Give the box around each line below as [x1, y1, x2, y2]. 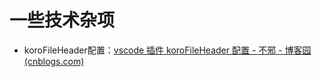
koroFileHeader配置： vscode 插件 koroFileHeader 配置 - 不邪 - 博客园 [23, 44, 312, 56]
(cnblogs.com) [23, 55, 85, 67]
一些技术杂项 [9, 9, 116, 32]
